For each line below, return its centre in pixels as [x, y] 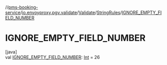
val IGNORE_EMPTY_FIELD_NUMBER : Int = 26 [52, 57]
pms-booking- [23, 7]
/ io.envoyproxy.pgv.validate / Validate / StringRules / [71, 12]
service [13, 12]
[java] [11, 51]
